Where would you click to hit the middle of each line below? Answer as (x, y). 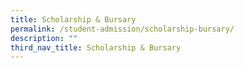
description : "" (44, 38)
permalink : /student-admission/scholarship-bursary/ (122, 29)
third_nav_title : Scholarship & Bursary (96, 47)
